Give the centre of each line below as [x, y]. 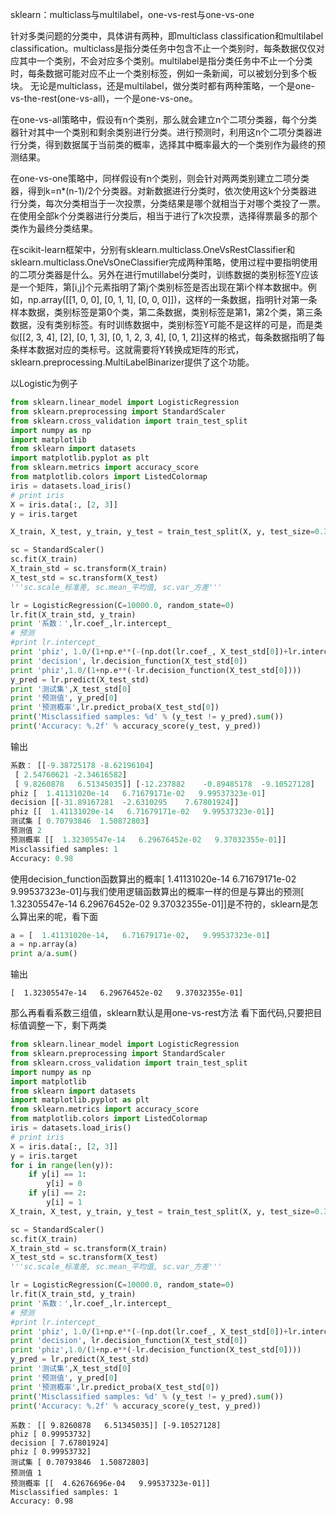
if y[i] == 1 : [57, 1174]
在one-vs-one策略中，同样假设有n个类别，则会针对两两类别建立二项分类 [160, 178]
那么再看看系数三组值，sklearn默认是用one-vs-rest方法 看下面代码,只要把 [162, 1013]
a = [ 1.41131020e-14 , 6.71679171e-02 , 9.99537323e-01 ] [140, 935]
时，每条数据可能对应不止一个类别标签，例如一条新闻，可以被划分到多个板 [163, 73]
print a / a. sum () [44, 954]
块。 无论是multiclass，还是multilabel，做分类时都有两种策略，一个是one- [162, 86]
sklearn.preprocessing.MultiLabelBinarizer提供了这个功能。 [132, 362]
